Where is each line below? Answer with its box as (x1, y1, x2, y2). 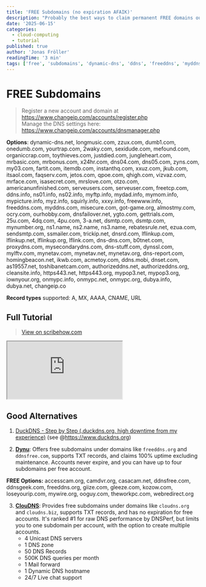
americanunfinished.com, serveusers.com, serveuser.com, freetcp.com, (6, 184, 189, 192)
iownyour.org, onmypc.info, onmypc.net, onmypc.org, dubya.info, (6, 276, 172, 283)
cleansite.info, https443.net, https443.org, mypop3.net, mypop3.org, (6, 269, 181, 277)
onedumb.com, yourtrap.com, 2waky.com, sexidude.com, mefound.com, (6, 145, 191, 152)
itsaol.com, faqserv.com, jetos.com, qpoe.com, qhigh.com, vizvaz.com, (6, 171, 187, 179)
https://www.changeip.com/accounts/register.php (21, 114, 148, 121)
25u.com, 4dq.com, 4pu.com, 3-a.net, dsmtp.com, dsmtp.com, (6, 217, 166, 224)
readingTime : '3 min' (6, 55, 62, 61)
